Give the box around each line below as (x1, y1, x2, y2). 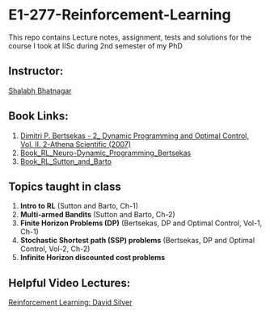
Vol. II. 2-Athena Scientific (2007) (19, 139, 132, 149)
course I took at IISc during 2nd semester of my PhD (8, 40, 184, 50)
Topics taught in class (8, 179, 121, 193)
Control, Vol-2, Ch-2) (19, 244, 91, 254)
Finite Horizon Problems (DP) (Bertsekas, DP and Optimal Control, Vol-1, (19, 218, 263, 228)
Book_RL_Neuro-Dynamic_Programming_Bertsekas (19, 148, 192, 157)
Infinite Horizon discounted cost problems (19, 253, 166, 262)
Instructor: (8, 65, 64, 78)
